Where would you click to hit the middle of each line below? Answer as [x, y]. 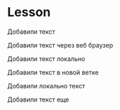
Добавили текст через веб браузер [60, 45]
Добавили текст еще [38, 99]
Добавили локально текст [46, 85]
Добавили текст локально [46, 59]
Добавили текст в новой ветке [53, 72]
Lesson [29, 12]
